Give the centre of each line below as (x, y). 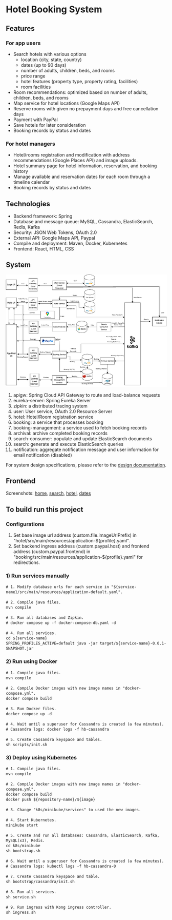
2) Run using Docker (32, 661)
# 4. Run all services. (31, 633)
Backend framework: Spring (43, 216)
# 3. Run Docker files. (31, 709)
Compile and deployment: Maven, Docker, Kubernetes (70, 243)
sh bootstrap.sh (23, 851)
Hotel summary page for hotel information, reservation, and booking (85, 166)
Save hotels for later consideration (49, 125)
